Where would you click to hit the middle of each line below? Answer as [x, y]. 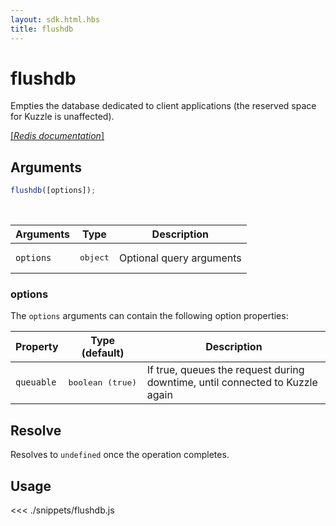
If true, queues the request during [225, 370]
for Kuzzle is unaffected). [62, 117]
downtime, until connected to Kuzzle [232, 383]
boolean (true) [103, 382]
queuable [36, 382]
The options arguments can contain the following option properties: [149, 316]
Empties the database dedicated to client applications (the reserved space [163, 106]
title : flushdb [42, 29]
